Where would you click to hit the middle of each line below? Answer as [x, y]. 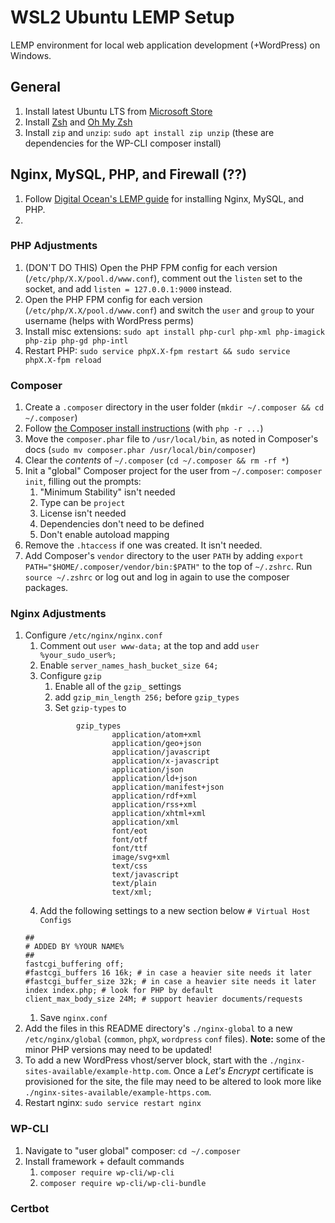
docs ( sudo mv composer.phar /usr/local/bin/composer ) [140, 450]
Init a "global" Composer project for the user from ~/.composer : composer [173, 471]
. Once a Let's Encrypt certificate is [241, 1071]
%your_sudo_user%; [78, 656]
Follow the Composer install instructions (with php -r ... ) [144, 428]
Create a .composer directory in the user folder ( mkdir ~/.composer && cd [174, 407]
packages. [46, 588]
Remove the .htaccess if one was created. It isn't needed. [143, 545]
